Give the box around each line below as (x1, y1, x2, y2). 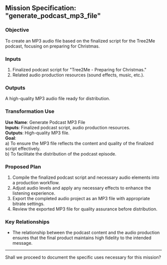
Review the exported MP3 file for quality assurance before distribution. (12, 206, 158, 212)
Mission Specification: (5, 4, 77, 12)
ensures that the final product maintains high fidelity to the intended (12, 235, 152, 241)
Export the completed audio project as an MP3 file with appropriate (12, 195, 150, 201)
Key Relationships (5, 218, 50, 225)
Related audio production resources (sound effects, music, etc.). (12, 72, 145, 78)
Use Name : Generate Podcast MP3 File (5, 119, 85, 125)
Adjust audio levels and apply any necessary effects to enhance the (12, 185, 152, 191)
